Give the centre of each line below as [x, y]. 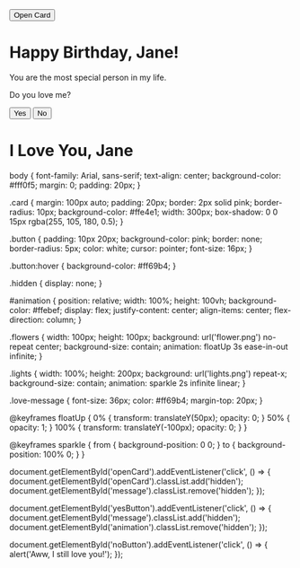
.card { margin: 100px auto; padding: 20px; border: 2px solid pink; [131, 202]
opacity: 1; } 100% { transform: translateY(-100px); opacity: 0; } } [128, 427]
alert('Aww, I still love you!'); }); [66, 554]
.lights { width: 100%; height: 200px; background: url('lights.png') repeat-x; [148, 373]
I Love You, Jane [71, 151]
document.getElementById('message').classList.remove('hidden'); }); [137, 490]
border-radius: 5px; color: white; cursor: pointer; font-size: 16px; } [131, 248]
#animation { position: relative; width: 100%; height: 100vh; [118, 301]
